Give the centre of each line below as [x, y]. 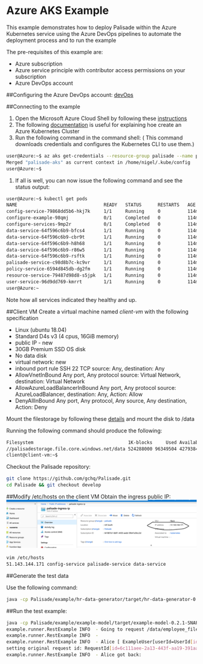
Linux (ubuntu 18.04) [41, 330]
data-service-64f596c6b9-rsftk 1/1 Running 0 [84, 256]
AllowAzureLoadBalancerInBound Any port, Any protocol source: [95, 387]
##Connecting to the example [43, 106]
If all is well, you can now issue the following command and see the [99, 180]
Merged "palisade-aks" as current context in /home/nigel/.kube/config [98, 162]
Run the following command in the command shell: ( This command [99, 138]
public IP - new [34, 343]
